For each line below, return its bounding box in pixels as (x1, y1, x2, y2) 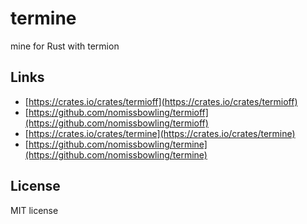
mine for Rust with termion (10, 40, 120, 52)
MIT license (10, 204, 59, 216)
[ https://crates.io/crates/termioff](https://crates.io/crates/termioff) (24, 95, 298, 107)
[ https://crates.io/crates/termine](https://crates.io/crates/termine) (24, 127, 296, 139)
